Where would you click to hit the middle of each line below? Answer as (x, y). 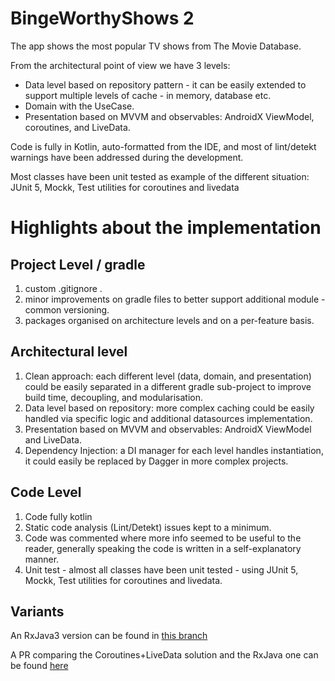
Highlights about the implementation (166, 228)
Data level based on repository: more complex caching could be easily (169, 408)
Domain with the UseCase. (79, 106)
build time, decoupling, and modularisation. (114, 397)
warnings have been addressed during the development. (127, 157)
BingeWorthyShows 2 (102, 18)
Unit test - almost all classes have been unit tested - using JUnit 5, (161, 569)
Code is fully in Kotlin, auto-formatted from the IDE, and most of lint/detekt (163, 146)
